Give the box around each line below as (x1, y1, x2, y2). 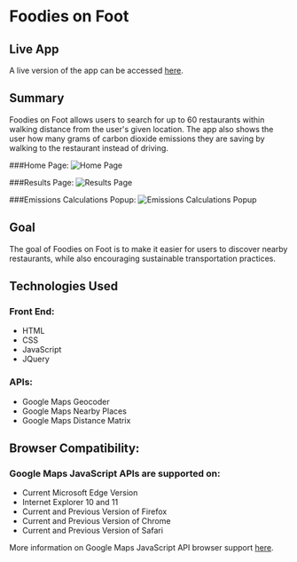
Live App (9, 42, 59, 57)
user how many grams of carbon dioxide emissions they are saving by (9, 133, 265, 144)
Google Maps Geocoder (21, 396, 110, 407)
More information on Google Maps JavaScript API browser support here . (9, 542, 274, 553)
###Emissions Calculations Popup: (9, 194, 137, 205)
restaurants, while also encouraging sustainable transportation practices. (9, 253, 277, 264)
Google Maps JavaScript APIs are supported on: (9, 467, 221, 479)
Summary (9, 91, 65, 106)
